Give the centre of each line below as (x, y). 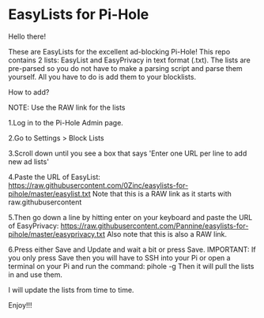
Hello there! (27, 36)
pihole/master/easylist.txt (49, 193)
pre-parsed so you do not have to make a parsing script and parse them (125, 68)
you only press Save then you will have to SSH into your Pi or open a (119, 257)
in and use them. (36, 275)
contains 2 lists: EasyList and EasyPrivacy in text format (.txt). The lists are (129, 60)
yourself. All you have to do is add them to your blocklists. (102, 77)
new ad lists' (29, 161)
